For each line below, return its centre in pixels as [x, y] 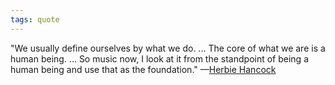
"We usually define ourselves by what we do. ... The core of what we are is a [168, 48]
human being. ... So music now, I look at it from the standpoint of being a [160, 58]
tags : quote [35, 19]
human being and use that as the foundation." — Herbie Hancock [143, 69]
